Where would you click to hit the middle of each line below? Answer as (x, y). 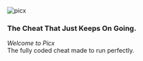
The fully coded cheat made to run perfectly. (71, 51)
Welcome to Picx (31, 43)
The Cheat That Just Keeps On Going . (72, 28)
